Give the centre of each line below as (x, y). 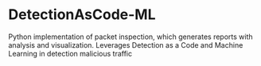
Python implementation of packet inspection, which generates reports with (130, 37)
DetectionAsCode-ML (82, 15)
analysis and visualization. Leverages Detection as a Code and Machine (126, 45)
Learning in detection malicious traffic (70, 53)
